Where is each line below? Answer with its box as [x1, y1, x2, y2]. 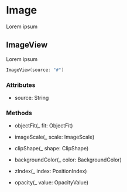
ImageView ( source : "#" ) [6, 67, 64, 73]
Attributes [6, 80, 36, 89]
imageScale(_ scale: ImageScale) [14, 133, 95, 141]
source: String [14, 94, 49, 101]
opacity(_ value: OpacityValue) [14, 179, 89, 186]
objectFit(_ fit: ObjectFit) [14, 122, 73, 129]
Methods [6, 109, 32, 117]
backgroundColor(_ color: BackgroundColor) [14, 156, 122, 163]
